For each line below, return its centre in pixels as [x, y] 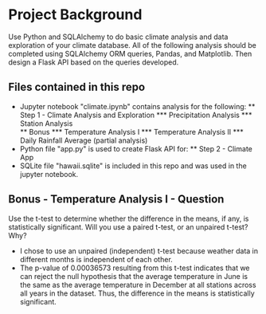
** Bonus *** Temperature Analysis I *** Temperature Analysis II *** [132, 131]
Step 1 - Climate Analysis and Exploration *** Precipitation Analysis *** [136, 115]
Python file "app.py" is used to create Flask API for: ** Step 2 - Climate [136, 148]
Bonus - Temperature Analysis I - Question [116, 200]
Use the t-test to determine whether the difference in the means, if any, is [129, 218]
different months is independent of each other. [96, 259]
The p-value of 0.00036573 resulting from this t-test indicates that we [135, 268]
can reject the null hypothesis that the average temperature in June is [134, 276]
